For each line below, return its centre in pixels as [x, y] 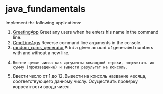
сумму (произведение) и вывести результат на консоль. [70, 67]
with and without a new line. [41, 53]
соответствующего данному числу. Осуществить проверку [75, 81]
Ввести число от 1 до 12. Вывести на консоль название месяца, [80, 76]
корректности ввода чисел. [42, 86]
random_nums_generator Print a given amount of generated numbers [83, 47]
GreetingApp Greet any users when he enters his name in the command [85, 32]
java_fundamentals [46, 9]
